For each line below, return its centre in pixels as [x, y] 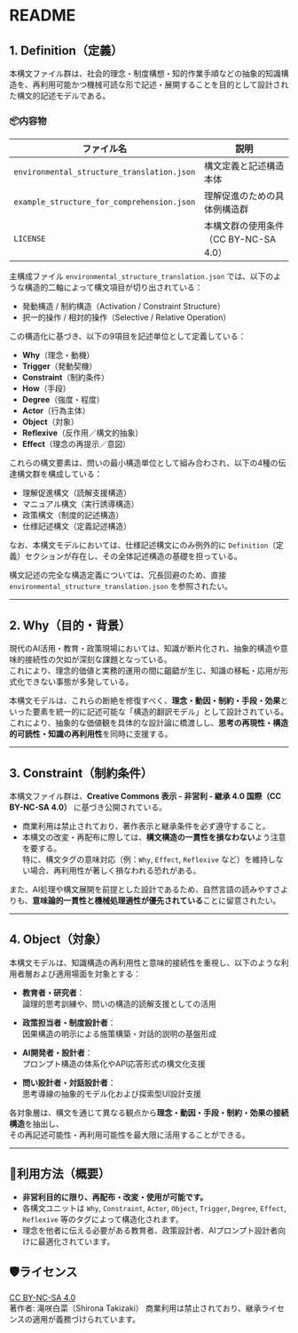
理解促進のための [239, 196]
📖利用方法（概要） [60, 1174]
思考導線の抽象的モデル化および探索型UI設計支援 [111, 1093]
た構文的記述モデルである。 [60, 96]
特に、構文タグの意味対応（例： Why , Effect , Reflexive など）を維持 [145, 859]
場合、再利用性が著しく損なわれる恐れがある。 [115, 870]
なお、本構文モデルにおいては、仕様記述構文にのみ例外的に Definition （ [143, 545]
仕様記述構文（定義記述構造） [76, 526]
